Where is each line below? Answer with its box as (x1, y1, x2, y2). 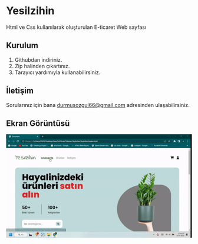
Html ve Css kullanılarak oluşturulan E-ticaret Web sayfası (6, 24, 147, 31)
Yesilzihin (6, 4, 55, 18)
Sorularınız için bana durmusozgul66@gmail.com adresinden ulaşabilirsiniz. (6, 101, 190, 108)
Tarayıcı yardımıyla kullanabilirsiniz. (14, 69, 101, 76)
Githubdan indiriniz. (14, 56, 62, 63)
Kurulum (6, 41, 39, 51)
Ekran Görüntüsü (6, 118, 70, 128)
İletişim (6, 86, 34, 96)
